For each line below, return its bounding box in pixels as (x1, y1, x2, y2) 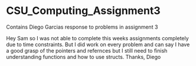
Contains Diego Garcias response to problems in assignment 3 (6, 23, 158, 30)
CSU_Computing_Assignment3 (6, 4, 161, 18)
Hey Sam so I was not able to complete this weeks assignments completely (6, 34, 189, 41)
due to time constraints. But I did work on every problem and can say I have (6, 41, 190, 48)
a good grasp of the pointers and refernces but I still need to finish (6, 47, 168, 54)
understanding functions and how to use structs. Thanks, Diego (6, 53, 161, 60)
